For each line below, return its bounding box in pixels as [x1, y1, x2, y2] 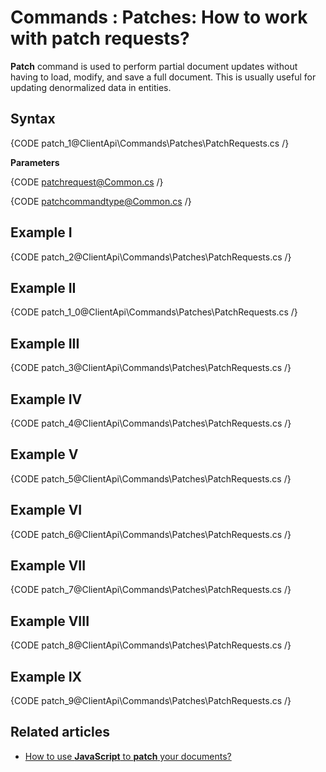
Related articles [10, 724, 110, 741]
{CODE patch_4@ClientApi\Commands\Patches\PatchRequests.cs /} [10, 417, 292, 429]
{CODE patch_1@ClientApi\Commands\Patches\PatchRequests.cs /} [10, 137, 290, 149]
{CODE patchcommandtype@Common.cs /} [10, 195, 192, 207]
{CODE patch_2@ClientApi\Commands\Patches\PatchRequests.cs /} [10, 251, 292, 263]
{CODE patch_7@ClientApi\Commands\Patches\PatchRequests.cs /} [10, 584, 292, 596]
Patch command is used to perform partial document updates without [10, 60, 298, 72]
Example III [10, 335, 80, 352]
